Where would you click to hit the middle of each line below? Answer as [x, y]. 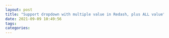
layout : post [19, 10]
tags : [11, 23]
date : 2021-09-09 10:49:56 [33, 19]
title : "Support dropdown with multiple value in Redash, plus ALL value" [85, 14]
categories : [18, 28]
